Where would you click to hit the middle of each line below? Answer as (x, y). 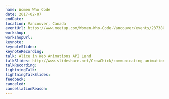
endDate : (14, 19)
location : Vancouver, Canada (36, 24)
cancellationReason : (27, 89)
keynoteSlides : (21, 47)
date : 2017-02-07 (23, 14)
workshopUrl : (19, 38)
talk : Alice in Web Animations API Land (48, 56)
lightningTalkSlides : (28, 75)
